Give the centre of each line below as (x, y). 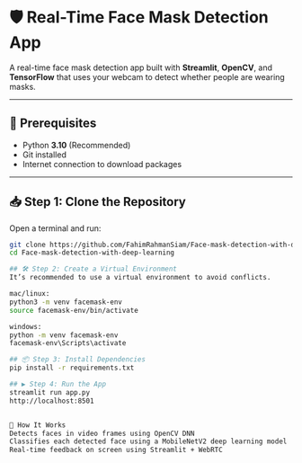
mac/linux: (30, 294)
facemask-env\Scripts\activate (68, 343)
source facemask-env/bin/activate (74, 310)
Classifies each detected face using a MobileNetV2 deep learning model (148, 441)
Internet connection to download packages (102, 164)
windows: (26, 326)
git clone (28, 245)
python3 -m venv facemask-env (66, 302)
